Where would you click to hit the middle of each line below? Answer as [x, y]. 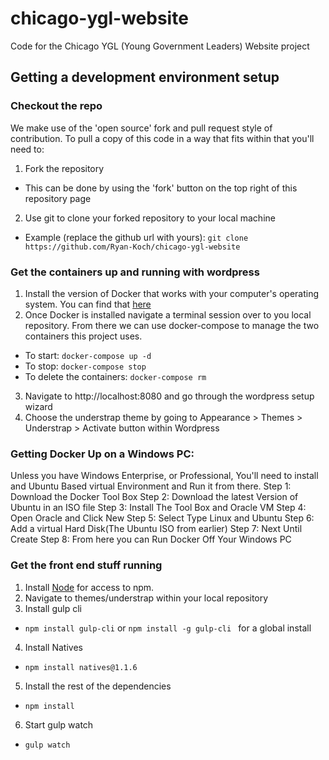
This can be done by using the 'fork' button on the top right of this [161, 188]
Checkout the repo [56, 106]
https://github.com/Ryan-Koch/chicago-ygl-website [132, 247]
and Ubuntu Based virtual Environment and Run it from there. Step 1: [151, 486]
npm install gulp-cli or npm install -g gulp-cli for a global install [168, 628]
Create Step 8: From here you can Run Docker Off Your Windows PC [151, 539]
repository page [58, 198]
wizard [38, 406]
